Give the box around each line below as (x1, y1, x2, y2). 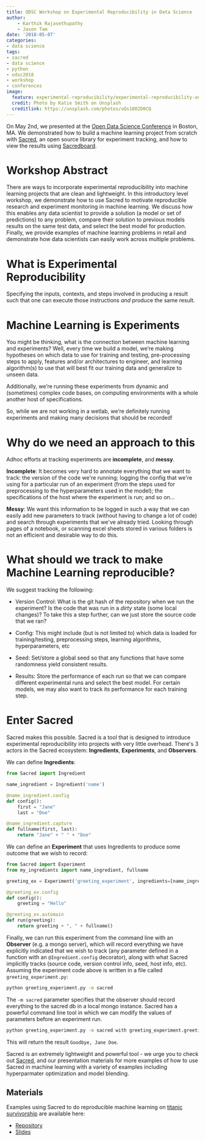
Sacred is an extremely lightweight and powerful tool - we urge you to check (6, 1050, 199, 1057)
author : (6, 15, 26, 21)
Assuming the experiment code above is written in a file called (6, 966, 163, 973)
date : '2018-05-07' (6, 32, 56, 38)
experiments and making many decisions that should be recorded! (6, 414, 173, 422)
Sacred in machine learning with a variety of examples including (6, 1063, 168, 1071)
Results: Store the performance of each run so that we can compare (15, 672, 187, 680)
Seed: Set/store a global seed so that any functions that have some (15, 654, 184, 661)
